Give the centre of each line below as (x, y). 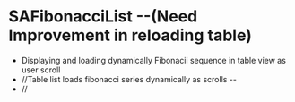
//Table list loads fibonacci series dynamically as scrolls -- (129, 79)
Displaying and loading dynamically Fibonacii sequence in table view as (153, 60)
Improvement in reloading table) (130, 35)
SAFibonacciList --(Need (103, 17)
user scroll (41, 70)
